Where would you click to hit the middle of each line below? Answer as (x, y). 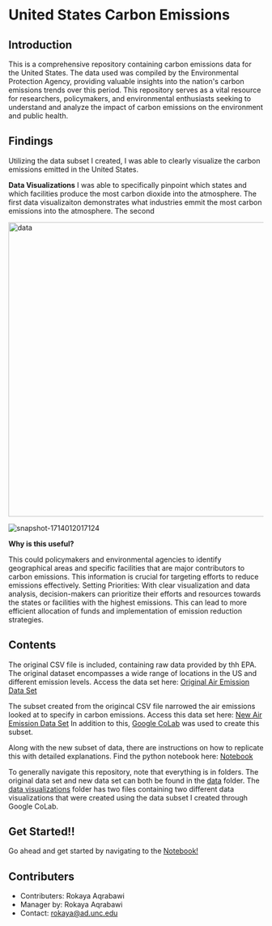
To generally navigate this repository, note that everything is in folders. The (134, 771)
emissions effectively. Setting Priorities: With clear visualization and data (130, 585)
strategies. (26, 619)
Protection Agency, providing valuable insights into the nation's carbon (126, 81)
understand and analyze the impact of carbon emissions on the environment (136, 107)
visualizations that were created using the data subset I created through (128, 797)
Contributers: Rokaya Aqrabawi (72, 896)
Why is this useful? (41, 543)
